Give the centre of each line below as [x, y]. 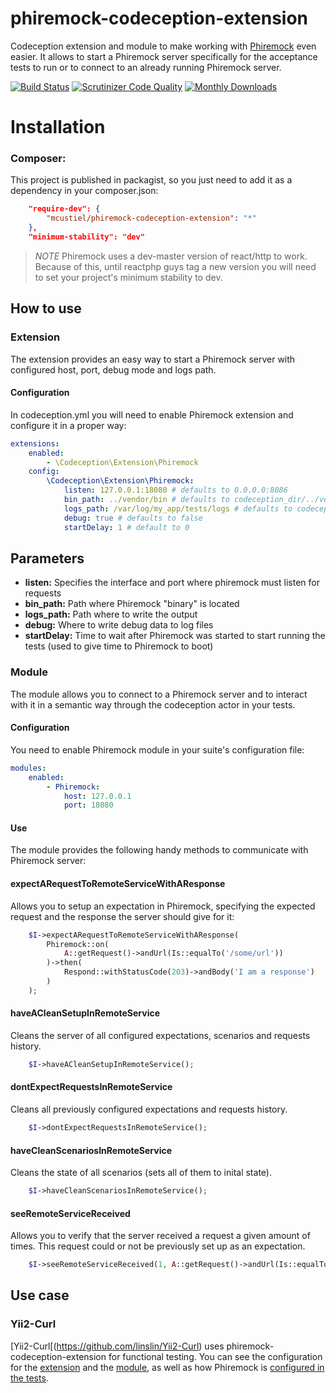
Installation [58, 127]
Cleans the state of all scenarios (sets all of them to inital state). [141, 1173]
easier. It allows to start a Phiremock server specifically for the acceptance [164, 56]
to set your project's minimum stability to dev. [128, 277]
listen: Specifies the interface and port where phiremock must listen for [172, 583]
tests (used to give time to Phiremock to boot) [119, 646]
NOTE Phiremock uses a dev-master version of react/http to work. [171, 256]
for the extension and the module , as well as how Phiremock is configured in [167, 1367]
